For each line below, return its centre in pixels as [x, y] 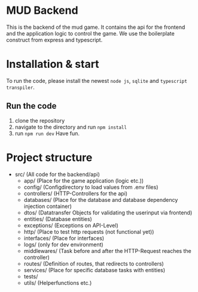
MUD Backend [42, 11]
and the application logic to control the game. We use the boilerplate [90, 33]
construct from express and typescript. [54, 40]
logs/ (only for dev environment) [63, 245]
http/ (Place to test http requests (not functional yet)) [89, 231]
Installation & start [53, 64]
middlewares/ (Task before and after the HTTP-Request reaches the [107, 251]
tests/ [31, 276]
